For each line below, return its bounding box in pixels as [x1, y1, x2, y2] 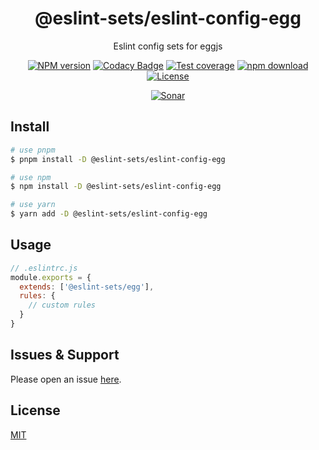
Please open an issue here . [10, 373, 122, 385]
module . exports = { [10, 272, 92, 282]
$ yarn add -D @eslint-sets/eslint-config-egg [10, 209, 208, 219]
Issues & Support [10, 347, 120, 364]
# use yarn [10, 200, 56, 210]
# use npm [10, 172, 52, 182]
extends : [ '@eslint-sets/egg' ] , [19, 282, 155, 292]
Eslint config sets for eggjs [113, 40, 223, 52]
